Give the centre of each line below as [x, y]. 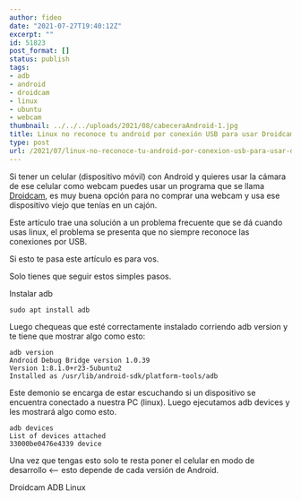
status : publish [39, 59]
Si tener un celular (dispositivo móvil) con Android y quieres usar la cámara [148, 177]
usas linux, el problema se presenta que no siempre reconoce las [129, 232]
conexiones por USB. [48, 241]
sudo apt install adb [50, 310]
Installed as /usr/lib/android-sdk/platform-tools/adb [114, 376]
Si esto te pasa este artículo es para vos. [84, 259]
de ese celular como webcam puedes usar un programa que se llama [137, 185]
